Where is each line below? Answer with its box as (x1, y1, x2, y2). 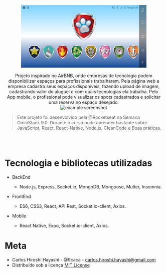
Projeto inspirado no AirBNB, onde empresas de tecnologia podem (15, 73, 152, 79)
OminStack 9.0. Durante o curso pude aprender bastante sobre (17, 120, 147, 125)
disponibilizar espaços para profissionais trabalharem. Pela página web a (8, 78, 159, 84)
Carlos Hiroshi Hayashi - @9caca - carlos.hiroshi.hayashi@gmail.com (12, 256, 156, 262)
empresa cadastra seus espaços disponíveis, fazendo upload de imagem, (8, 83, 160, 89)
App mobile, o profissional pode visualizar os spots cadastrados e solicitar (7, 94, 161, 100)
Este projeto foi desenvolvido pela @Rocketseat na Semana (17, 114, 140, 120)
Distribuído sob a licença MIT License (12, 262, 90, 268)
